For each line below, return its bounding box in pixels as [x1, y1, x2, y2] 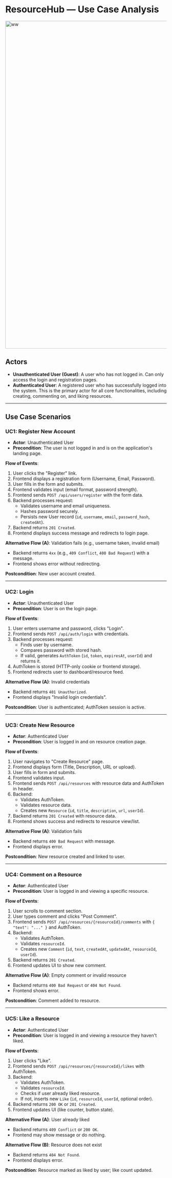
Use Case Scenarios [5, 413, 71, 421]
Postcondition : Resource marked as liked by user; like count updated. [5, 1167, 153, 1173]
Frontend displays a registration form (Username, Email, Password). [12, 476, 156, 482]
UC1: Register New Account [5, 428, 76, 435]
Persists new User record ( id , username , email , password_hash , [20, 513, 150, 520]
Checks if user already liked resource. [20, 1090, 101, 1096]
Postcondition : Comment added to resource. [5, 997, 100, 1004]
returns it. [20, 658, 41, 664]
